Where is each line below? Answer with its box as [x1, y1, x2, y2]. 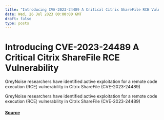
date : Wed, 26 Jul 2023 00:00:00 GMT [5, 12, 82, 17]
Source [5, 109, 20, 115]
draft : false [5, 16, 32, 21]
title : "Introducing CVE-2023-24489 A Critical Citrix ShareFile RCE [5, 7, 150, 12]
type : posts [5, 20, 29, 26]
